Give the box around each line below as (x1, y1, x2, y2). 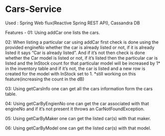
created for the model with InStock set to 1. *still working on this (5, 70, 136, 76)
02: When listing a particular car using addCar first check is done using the (5, 39, 159, 45)
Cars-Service (5, 3, 62, 15)
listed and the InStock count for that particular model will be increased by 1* (5, 60, 161, 66)
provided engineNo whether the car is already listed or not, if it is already (5, 44, 155, 50)
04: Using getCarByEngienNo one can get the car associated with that (5, 100, 149, 106)
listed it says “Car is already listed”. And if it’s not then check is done (5, 50, 146, 56)
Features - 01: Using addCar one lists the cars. (5, 29, 100, 35)
